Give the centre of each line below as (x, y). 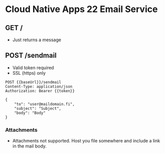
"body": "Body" (30, 113)
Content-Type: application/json (39, 86)
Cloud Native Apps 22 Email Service (81, 9)
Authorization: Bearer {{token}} (40, 91)
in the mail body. (29, 146)
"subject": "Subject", (38, 108)
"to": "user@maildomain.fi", (44, 104)
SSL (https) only (29, 73)
